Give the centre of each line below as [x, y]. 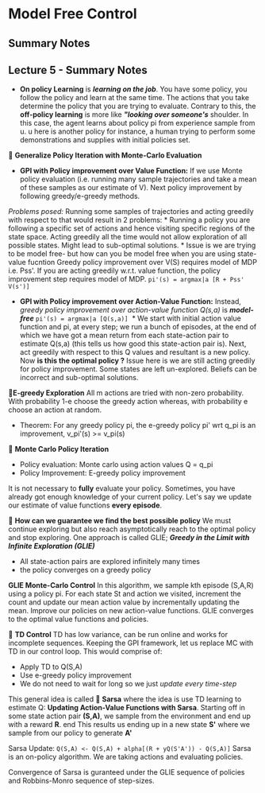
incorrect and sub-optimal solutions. [79, 378]
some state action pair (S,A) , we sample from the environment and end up [130, 716]
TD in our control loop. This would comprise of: [85, 651]
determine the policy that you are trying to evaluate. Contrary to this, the [138, 106]
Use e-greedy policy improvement [76, 675]
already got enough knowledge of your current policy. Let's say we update [130, 497]
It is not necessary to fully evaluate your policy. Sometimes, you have [122, 488]
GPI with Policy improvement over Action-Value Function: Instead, [131, 301]
